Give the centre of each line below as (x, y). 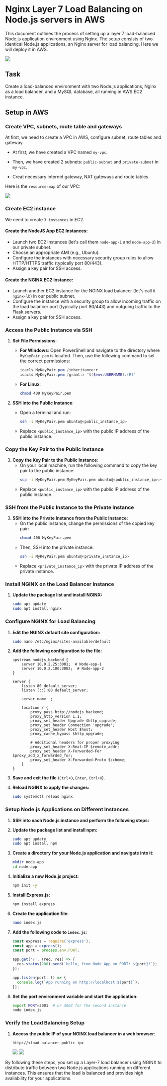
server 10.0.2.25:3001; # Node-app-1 (62, 665)
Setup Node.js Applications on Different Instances (67, 810)
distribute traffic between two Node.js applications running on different (78, 1068)
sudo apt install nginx (37, 609)
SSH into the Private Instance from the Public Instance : (70, 518)
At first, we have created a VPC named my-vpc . (60, 152)
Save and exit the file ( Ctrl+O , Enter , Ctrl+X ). (59, 778)
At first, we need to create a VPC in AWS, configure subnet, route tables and (83, 137)
